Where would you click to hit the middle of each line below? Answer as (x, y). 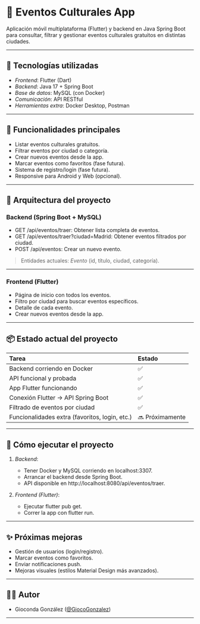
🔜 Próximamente (162, 417)
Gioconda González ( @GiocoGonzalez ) (63, 609)
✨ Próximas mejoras (44, 537)
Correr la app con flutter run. (59, 513)
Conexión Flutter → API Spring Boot (59, 398)
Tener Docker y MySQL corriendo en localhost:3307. (88, 471)
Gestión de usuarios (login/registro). (59, 551)
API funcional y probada (43, 378)
